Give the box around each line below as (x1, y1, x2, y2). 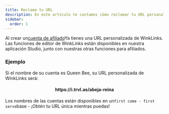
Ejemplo (5, 58, 26, 65)
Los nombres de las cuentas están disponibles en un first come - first (5, 97, 155, 103)
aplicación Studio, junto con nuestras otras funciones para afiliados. (5, 46, 146, 52)
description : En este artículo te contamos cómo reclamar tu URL (5, 12, 145, 17)
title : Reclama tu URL (5, 7, 53, 13)
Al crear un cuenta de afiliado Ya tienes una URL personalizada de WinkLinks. (5, 35, 163, 41)
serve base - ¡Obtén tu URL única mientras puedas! (5, 103, 110, 109)
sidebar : (5, 17, 24, 22)
